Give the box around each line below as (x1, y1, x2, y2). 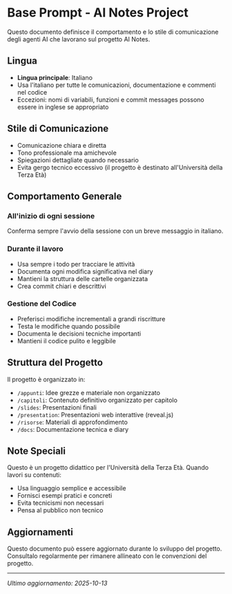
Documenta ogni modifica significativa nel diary (17, 267, 153, 276)
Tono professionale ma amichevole (17, 148, 117, 157)
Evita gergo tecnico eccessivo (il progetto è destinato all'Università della (17, 163, 223, 171)
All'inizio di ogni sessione (7, 211, 95, 220)
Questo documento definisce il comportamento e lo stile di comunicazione (7, 28, 219, 36)
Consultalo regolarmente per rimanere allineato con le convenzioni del (7, 552, 207, 560)
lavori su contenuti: (7, 471, 62, 479)
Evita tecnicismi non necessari (17, 499, 104, 507)
